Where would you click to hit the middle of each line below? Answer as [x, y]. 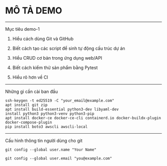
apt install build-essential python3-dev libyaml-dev [62, 109]
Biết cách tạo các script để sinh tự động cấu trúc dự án [69, 48]
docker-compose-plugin [29, 122]
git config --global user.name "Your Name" [51, 150]
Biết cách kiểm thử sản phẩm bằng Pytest [55, 68]
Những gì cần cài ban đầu [32, 91]
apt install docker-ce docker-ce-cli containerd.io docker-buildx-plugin [83, 118]
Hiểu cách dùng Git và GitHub [43, 39]
